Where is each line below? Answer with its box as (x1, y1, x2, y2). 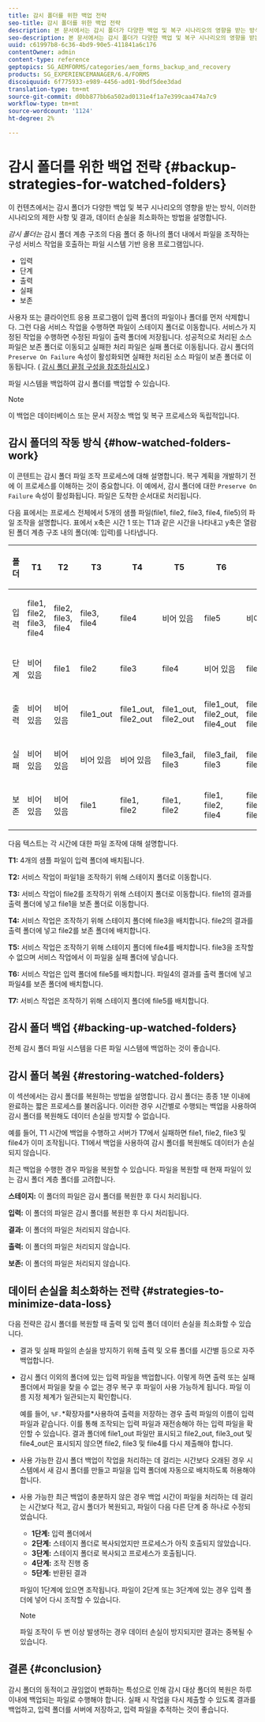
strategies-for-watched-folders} (8, 176, 227, 194)
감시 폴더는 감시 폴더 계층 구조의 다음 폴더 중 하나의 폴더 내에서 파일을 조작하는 (8, 229, 250, 238)
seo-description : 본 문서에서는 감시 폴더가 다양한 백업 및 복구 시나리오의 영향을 (8, 33, 246, 42)
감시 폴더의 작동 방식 (8, 436, 102, 449)
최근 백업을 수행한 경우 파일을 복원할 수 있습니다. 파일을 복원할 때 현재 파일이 (8, 1165, 244, 1174)
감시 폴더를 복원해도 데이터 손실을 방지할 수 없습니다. (8, 1111, 170, 1121)
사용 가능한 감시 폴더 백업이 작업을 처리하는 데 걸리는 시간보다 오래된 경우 (19, 1455, 245, 1465)
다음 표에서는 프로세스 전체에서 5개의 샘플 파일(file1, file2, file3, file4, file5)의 (8, 507, 248, 517)
